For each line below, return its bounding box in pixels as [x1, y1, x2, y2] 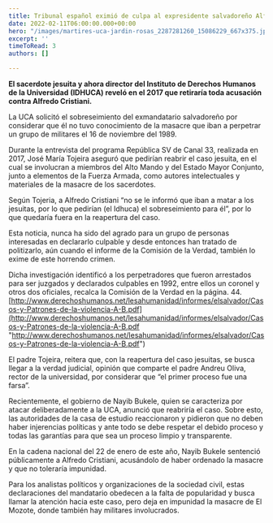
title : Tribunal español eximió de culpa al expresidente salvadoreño [8, 11, 253, 20]
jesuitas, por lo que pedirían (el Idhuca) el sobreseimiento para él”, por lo [8, 204, 252, 214]
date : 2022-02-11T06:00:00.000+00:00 [8, 19, 136, 28]
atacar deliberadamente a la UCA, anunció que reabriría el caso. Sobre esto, [8, 405, 263, 414]
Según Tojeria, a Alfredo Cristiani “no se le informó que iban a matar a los [8, 196, 254, 205]
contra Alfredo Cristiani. [8, 97, 92, 106]
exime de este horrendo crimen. [8, 254, 116, 264]
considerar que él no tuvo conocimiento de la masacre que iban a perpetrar [8, 121, 262, 130]
